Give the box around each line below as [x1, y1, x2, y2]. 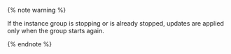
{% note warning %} [7, 6, 66, 14]
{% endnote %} [7, 40, 52, 48]
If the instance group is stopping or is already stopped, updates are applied [7, 19, 224, 27]
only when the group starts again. [7, 27, 104, 35]
